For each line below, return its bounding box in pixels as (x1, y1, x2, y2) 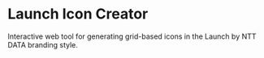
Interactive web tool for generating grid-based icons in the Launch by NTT (7, 31, 257, 41)
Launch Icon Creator (7, 5, 149, 23)
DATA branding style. (7, 39, 79, 49)
